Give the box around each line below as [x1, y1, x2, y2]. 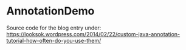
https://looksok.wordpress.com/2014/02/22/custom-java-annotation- [6, 30, 181, 37]
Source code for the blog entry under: [6, 24, 102, 31]
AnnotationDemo [6, 4, 95, 18]
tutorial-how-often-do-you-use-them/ [6, 37, 102, 44]
